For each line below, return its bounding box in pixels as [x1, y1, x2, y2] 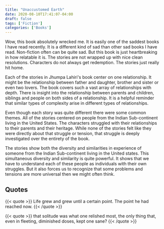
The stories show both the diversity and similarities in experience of [5, 145, 142, 151]
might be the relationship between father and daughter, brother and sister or [5, 79, 159, 86]
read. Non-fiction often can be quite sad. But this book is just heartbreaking [5, 49, 158, 55]
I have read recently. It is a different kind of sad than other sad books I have [5, 44, 158, 50]
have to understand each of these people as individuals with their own [5, 161, 147, 167]
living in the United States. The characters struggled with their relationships [5, 120, 158, 126]
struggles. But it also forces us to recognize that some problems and [5, 166, 143, 172]
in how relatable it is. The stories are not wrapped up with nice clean [5, 54, 143, 60]
